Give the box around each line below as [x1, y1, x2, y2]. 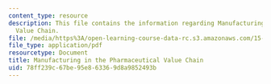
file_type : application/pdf [8, 42, 103, 50]
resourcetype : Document [8, 49, 89, 57]
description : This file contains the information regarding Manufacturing [8, 19, 265, 27]
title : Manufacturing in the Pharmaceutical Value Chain [8, 57, 204, 65]
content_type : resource [8, 11, 89, 20]
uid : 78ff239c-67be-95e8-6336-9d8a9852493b [8, 64, 157, 72]
